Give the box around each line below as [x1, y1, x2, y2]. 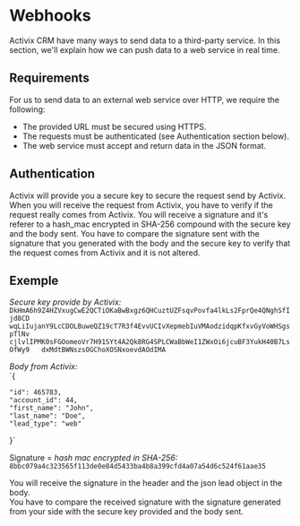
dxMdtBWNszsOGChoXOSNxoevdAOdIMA [41, 346, 167, 355]
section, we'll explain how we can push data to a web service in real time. [9, 44, 280, 55]
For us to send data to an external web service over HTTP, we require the [9, 94, 280, 105]
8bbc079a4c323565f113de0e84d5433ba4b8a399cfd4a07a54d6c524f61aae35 [9, 462, 267, 471]
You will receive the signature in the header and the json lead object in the [9, 478, 283, 488]
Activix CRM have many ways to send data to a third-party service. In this [9, 35, 280, 46]
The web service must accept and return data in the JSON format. [21, 140, 267, 151]
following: [9, 104, 46, 115]
